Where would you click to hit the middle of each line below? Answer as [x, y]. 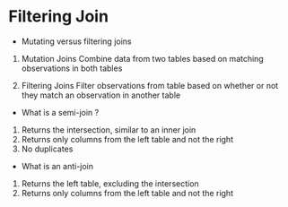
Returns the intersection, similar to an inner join [109, 129]
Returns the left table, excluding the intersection [110, 183]
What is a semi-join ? [60, 112]
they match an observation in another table [101, 95]
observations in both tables [72, 68]
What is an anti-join [57, 166]
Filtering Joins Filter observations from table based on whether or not [150, 85]
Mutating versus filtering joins [76, 41]
